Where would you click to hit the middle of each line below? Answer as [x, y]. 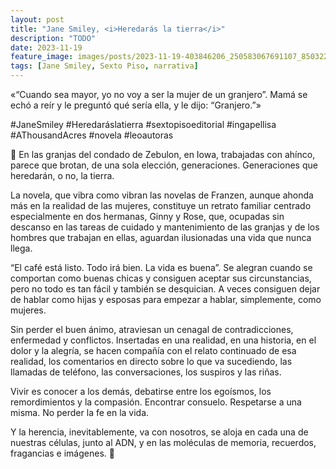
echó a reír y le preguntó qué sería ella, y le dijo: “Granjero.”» [136, 105]
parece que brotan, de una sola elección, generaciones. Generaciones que [164, 165]
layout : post [37, 19]
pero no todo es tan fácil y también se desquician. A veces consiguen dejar [165, 289]
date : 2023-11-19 [46, 47]
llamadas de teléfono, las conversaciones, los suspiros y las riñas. [146, 372]
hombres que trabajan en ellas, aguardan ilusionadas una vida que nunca [161, 237]
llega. [21, 248]
